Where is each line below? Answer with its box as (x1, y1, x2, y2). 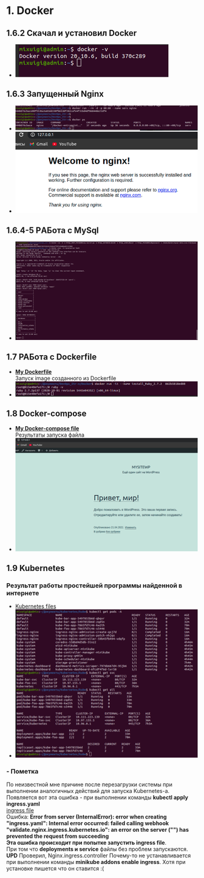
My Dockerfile (15, 368, 52, 375)
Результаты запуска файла (15, 431, 85, 438)
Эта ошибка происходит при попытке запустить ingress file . (6, 839, 167, 846)
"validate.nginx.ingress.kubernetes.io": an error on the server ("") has (6, 826, 189, 834)
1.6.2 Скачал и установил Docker (6, 28, 137, 38)
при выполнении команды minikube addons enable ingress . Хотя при (6, 859, 186, 866)
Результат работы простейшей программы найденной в (6, 581, 183, 590)
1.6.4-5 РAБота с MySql (6, 225, 99, 235)
